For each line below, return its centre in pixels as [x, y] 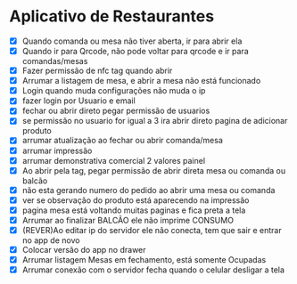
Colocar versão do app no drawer [84, 250]
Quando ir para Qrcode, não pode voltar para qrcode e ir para [136, 51]
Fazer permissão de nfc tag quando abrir [97, 71]
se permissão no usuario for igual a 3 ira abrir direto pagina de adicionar [155, 121]
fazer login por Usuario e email [78, 101]
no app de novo [51, 240]
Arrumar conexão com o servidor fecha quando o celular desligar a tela [153, 270]
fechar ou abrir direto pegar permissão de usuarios [116, 111]
